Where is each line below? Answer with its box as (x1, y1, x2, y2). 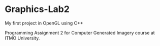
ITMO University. (5, 35, 40, 41)
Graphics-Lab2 (5, 3, 70, 15)
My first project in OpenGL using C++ (5, 20, 83, 26)
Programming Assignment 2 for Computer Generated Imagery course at (5, 29, 155, 35)
